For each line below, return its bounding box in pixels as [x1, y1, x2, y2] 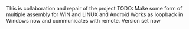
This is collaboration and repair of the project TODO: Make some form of [6, 5, 183, 12]
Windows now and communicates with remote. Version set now [6, 17, 161, 24]
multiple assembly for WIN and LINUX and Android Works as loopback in [6, 11, 183, 18]
